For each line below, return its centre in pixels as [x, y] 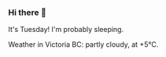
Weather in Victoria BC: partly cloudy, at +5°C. [83, 45]
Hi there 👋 [28, 12]
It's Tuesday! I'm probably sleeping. [66, 30]
